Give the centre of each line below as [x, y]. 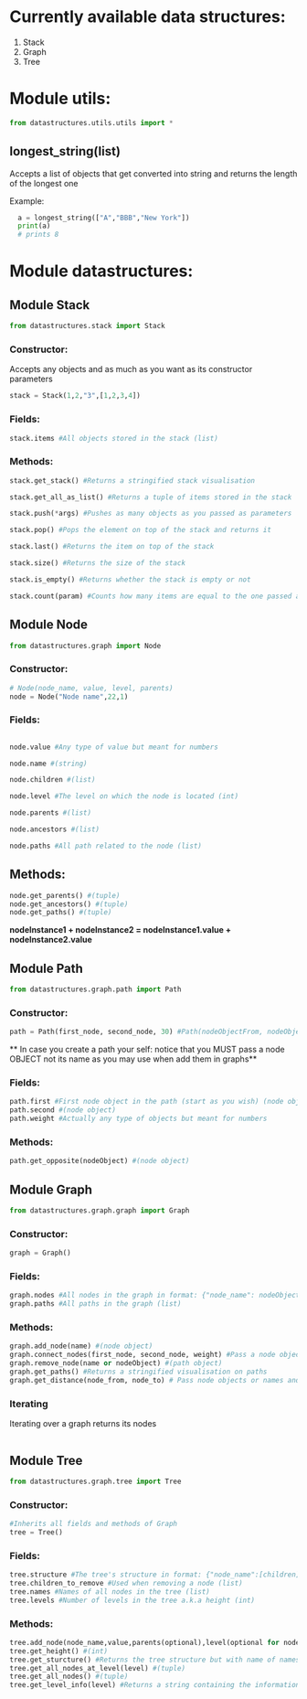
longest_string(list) [65, 151]
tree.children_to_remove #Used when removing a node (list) [127, 1584]
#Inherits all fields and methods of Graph [94, 1524]
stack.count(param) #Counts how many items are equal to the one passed [151, 596]
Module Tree [46, 1460]
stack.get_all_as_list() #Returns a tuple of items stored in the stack [151, 497]
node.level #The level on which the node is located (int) [124, 796]
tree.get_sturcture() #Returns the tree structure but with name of [143, 1660]
